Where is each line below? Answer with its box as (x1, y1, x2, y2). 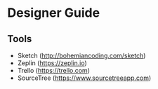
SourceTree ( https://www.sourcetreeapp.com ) (17, 74, 152, 82)
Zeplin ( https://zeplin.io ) (17, 59, 88, 67)
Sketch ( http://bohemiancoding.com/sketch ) (17, 51, 146, 60)
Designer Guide (7, 5, 100, 21)
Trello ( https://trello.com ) (17, 67, 90, 74)
